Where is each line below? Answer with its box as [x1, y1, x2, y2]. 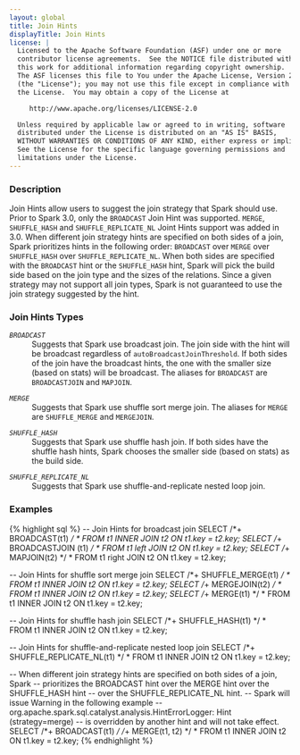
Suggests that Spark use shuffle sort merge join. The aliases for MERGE [31, 402, 288, 413]
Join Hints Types [9, 310, 84, 323]
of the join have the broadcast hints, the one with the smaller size [31, 358, 272, 369]
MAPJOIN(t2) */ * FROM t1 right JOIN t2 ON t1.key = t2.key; [9, 551, 227, 563]
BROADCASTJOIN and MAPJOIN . [31, 377, 132, 388]
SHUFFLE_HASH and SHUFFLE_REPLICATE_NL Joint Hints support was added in [9, 222, 279, 233]
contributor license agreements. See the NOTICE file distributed [17, 55, 274, 63]
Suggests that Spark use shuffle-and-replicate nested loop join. [31, 481, 266, 491]
